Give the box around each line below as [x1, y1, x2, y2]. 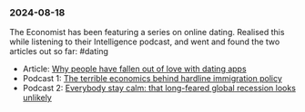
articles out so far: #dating [9, 46, 109, 57]
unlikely [22, 92, 52, 103]
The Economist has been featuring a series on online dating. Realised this [9, 27, 285, 38]
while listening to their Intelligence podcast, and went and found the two [9, 36, 280, 47]
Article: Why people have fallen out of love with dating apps [22, 63, 248, 74]
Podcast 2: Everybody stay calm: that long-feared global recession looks [22, 83, 296, 94]
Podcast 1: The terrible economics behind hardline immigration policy [22, 73, 282, 84]
